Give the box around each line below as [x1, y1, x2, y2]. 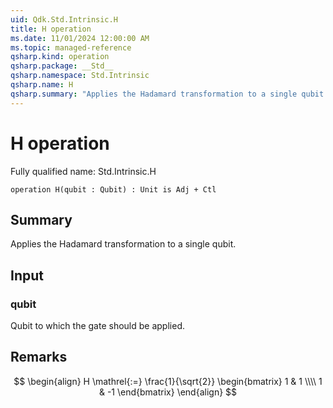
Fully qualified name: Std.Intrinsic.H [10, 165, 157, 177]
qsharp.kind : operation [10, 52, 110, 62]
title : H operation [10, 24, 92, 34]
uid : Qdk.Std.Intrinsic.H [10, 14, 118, 25]
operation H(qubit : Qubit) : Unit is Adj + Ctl [10, 184, 217, 195]
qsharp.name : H [10, 80, 74, 90]
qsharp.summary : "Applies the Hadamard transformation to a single [10, 89, 298, 99]
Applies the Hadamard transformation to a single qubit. [10, 238, 237, 250]
